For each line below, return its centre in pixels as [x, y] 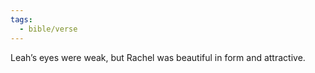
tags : [21, 19]
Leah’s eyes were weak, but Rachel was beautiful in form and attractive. [158, 57]
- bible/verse [48, 29]
